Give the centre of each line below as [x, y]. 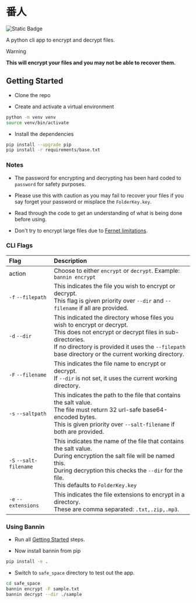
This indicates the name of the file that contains [119, 441]
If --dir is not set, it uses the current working [115, 378]
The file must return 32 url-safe [97, 409]
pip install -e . [27, 562]
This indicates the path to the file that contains [117, 395]
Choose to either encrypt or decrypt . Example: [116, 270]
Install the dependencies [44, 134]
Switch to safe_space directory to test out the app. [75, 573]
